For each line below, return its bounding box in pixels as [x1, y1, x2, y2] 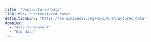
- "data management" [9, 25, 51, 30]
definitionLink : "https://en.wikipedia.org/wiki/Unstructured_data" [5, 16, 147, 21]
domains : [5, 20, 23, 26]
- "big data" [9, 29, 36, 34]
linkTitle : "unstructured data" [5, 12, 70, 16]
